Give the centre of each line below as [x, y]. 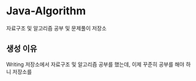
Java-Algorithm [46, 11]
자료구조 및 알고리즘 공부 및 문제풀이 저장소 [56, 28]
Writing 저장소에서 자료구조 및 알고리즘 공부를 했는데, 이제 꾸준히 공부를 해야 [95, 64]
